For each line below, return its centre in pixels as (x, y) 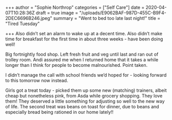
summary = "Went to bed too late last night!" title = (107, 18)
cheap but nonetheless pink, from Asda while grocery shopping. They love (84, 96)
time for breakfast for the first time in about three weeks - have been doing (84, 39)
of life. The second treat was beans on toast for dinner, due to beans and (82, 106)
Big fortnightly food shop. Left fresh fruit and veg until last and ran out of (82, 54)
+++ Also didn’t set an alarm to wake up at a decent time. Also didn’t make (84, 33)
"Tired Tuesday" (23, 23)
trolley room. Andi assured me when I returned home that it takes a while (82, 60)
